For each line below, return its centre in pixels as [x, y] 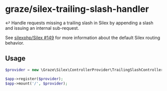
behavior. [15, 43]
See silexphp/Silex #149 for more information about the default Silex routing [83, 38]
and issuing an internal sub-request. [42, 28]
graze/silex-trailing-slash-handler [77, 9]
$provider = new [22, 70]
